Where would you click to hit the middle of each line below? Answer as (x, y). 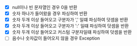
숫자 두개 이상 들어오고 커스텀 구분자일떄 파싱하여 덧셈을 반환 (72, 32)
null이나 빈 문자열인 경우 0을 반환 (45, 7)
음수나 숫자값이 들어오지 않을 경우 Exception (56, 38)
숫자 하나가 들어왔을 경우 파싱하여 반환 (50, 13)
